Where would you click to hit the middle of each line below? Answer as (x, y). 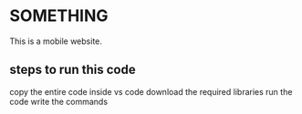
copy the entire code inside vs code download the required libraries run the (151, 91)
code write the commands (58, 101)
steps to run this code (73, 70)
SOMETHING (59, 16)
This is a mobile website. (56, 41)
